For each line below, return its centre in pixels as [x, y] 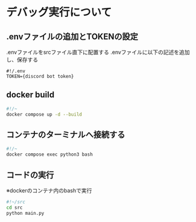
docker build [30, 95]
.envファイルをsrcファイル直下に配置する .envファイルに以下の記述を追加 [98, 52]
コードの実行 [30, 175]
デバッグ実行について [59, 12]
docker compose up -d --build [44, 114]
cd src [14, 208]
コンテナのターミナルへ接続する [66, 134]
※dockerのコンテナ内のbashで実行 [49, 190]
